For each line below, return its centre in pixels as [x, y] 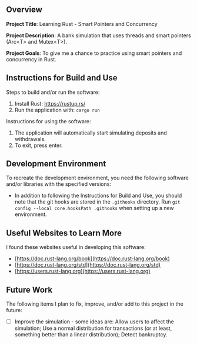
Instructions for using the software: [49, 121]
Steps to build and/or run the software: [53, 92]
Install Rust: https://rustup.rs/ [50, 103]
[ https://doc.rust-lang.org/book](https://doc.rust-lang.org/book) [92, 258]
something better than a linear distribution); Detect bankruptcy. [91, 335]
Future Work [29, 289]
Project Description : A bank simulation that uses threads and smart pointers [98, 35]
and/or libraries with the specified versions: [59, 184]
